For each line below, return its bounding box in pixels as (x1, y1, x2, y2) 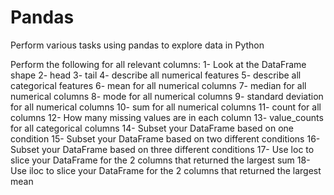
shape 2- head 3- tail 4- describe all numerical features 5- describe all (10, 69, 302, 81)
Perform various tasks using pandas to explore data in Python (10, 39, 265, 51)
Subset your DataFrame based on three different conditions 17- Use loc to (10, 143, 315, 155)
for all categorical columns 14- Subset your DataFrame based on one (10, 122, 294, 134)
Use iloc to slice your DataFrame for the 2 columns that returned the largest (10, 164, 322, 176)
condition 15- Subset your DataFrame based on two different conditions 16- (10, 132, 321, 145)
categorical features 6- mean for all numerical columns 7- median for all (10, 79, 307, 91)
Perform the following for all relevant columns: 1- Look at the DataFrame (10, 58, 307, 70)
